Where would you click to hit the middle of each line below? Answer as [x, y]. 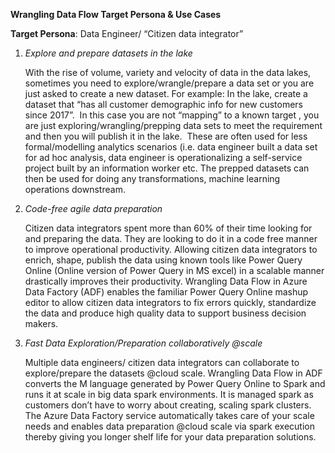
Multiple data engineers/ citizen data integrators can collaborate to [162, 362]
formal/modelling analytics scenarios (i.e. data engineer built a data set [171, 147]
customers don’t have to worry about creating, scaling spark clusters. [168, 405]
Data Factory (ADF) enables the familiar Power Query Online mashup [166, 292]
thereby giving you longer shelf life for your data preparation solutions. [170, 437]
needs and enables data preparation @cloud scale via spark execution [169, 426]
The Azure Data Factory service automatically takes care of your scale [169, 415]
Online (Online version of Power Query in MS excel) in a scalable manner [174, 270]
